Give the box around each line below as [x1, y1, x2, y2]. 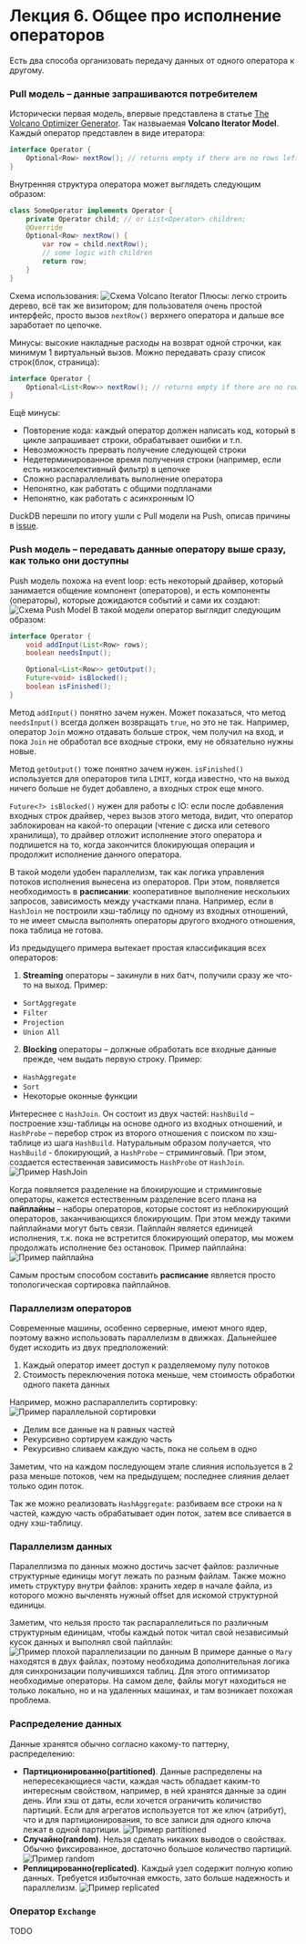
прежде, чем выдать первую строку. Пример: [22, 1053, 203, 1064]
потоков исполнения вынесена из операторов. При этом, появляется [9, 876, 280, 887]
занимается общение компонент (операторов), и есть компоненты [9, 584, 270, 595]
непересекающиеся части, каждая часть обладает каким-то [22, 1775, 260, 1786]
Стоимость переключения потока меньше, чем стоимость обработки [22, 1370, 296, 1380]
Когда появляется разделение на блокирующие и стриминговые [9, 1184, 262, 1194]
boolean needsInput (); [25, 648, 112, 657]
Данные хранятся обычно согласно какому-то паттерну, [9, 1738, 230, 1749]
